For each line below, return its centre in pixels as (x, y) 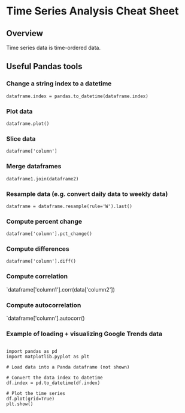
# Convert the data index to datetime (54, 378)
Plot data (19, 111)
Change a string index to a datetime (59, 84)
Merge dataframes (34, 167)
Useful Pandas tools (44, 66)
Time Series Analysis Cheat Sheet (92, 11)
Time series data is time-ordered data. (53, 47)
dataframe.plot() (28, 124)
